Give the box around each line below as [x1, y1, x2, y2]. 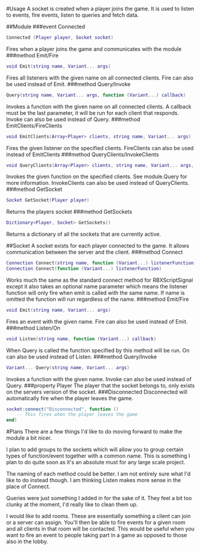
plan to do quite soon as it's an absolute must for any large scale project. [6, 459, 185, 466]
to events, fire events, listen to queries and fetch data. [6, 11, 139, 19]
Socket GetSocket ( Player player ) [6, 197, 90, 203]
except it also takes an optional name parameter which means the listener [6, 282, 188, 290]
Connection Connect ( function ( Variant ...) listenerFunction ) [6, 266, 162, 272]
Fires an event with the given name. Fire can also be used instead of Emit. [6, 318, 188, 325]
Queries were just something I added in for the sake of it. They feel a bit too [6, 495, 193, 502]
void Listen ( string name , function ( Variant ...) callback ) [6, 336, 157, 342]
